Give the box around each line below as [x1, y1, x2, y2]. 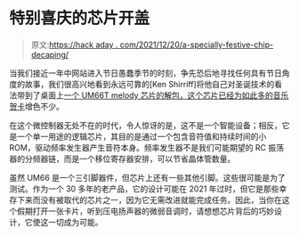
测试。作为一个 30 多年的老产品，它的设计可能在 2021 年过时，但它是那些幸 [9, 183, 287, 194]
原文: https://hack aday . [30, 39, 118, 50]
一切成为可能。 [47, 216, 103, 227]
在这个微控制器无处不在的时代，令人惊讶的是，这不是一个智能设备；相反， [9, 119, 282, 130]
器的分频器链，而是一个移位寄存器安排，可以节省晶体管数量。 [9, 153, 236, 164]
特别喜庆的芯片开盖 [9, 8, 150, 28]
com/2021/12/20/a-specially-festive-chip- [119, 39, 274, 50]
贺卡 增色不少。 [9, 101, 64, 111]
